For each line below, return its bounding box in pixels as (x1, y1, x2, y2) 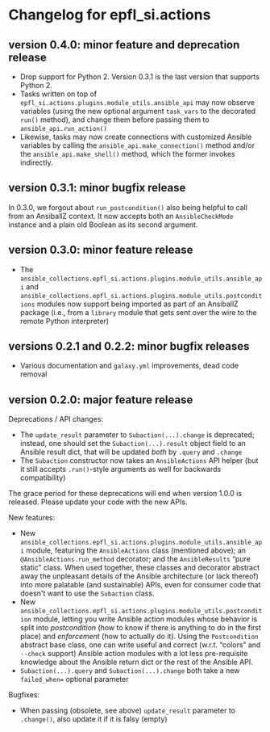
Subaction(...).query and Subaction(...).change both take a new (19, 666, 240, 675)
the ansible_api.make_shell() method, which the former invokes (19, 149, 235, 158)
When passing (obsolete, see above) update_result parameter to (19, 705, 236, 716)
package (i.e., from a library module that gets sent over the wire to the (19, 307, 257, 317)
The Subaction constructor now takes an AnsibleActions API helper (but (19, 456, 259, 465)
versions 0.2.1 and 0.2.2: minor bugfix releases (8, 339, 250, 353)
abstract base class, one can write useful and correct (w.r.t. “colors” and (19, 640, 261, 650)
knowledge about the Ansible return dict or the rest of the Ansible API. (19, 657, 254, 667)
